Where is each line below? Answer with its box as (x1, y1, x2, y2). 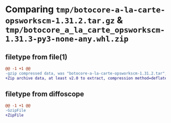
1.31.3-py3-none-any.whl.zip (5, 34, 129, 44)
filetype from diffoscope (5, 90, 84, 99)
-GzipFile (5, 108, 26, 113)
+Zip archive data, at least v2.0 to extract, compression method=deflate (5, 76, 167, 81)
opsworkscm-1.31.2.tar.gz (5, 16, 115, 26)
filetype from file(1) (5, 53, 68, 61)
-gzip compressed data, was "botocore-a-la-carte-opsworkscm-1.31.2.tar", (5, 70, 167, 76)
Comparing (5, 4, 54, 15)
